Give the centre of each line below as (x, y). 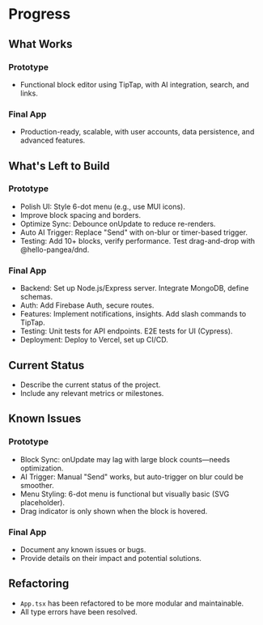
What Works (40, 44)
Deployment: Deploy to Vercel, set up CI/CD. (94, 340)
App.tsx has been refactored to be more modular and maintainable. (132, 603)
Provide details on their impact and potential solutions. (111, 558)
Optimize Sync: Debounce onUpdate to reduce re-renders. (118, 223)
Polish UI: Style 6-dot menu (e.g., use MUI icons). (103, 206)
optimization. (42, 468)
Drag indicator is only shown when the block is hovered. (114, 511)
